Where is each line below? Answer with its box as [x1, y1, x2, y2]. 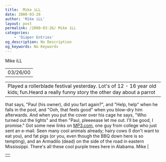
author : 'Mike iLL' [5, 16, 45, 21]
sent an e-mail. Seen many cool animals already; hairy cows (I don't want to [5, 127, 160, 134]
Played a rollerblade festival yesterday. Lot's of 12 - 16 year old [7, 82, 157, 89]
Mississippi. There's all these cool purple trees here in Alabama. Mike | [5, 143, 149, 149]
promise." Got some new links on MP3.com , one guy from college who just [5, 122, 157, 128]
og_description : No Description [5, 40, 72, 45]
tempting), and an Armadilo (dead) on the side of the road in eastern [5, 138, 144, 144]
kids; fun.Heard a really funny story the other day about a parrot [7, 89, 156, 96]
